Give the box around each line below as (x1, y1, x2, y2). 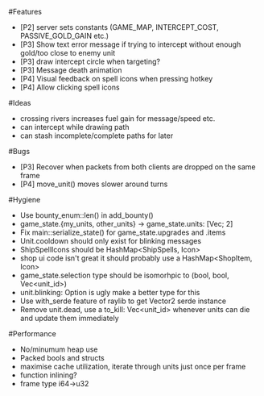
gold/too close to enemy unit (19, 48, 115, 57)
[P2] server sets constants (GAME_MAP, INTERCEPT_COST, (19, 23, 219, 31)
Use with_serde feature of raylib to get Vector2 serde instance (19, 296, 227, 306)
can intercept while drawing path (19, 123, 130, 131)
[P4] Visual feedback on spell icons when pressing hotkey (19, 74, 213, 83)
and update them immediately (19, 314, 119, 323)
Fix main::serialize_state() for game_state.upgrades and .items (19, 227, 226, 237)
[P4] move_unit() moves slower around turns (19, 179, 168, 189)
